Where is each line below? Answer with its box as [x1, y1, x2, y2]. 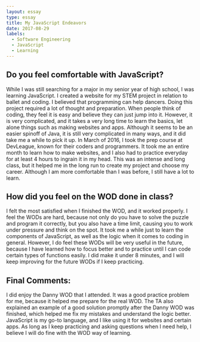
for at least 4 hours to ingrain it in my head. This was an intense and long [6, 155, 185, 162]
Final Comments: [6, 275, 71, 285]
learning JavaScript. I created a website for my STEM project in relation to [6, 92, 188, 99]
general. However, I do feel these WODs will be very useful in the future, [6, 239, 184, 247]
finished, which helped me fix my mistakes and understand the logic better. [6, 310, 191, 318]
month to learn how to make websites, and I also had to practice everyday [6, 149, 188, 156]
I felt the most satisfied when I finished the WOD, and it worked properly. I [6, 207, 188, 215]
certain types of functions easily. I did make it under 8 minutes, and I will [6, 252, 184, 259]
